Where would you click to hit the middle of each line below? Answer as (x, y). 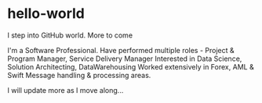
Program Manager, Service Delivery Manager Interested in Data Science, (125, 59)
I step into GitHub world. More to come (70, 35)
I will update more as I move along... (65, 90)
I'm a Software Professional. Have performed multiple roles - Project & (121, 50)
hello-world (46, 14)
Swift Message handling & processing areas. (79, 75)
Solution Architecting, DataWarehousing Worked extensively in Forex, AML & (131, 66)
